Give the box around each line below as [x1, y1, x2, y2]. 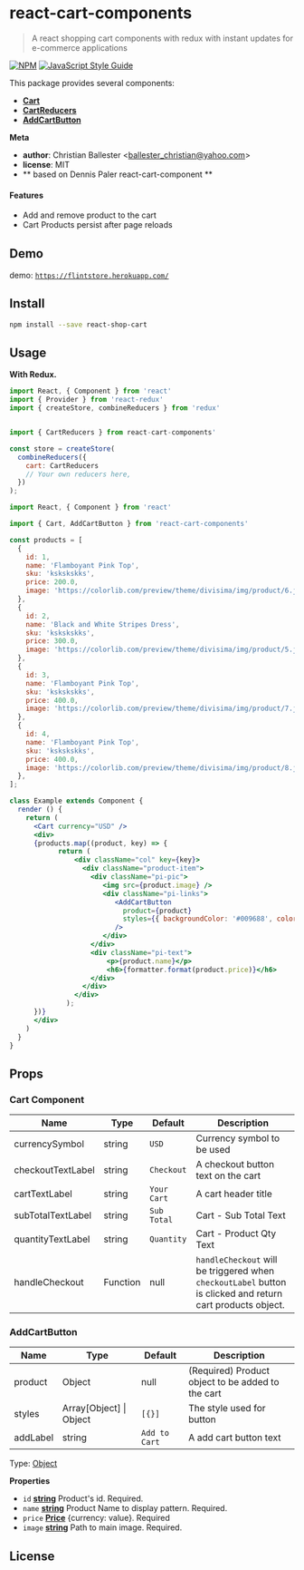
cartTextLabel [14, 1187, 72, 1200]
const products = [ [9, 535, 83, 544]
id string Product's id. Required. [22, 1493, 144, 1504]
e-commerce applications [31, 42, 128, 53]
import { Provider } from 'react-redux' [9, 395, 165, 405]
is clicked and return [195, 1287, 283, 1300]
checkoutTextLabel [14, 1164, 95, 1176]
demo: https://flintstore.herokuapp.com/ [9, 269, 169, 280]
